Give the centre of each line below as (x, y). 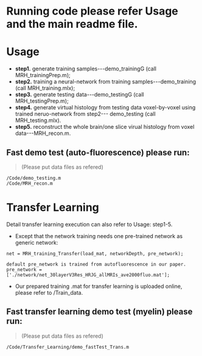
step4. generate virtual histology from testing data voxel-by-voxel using (105, 108)
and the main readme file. (72, 24)
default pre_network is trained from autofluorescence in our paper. (96, 264)
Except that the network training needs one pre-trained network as (99, 236)
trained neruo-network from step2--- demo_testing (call (85, 114)
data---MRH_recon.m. (43, 133)
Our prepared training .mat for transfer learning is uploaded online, (99, 286)
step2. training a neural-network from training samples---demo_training (106, 82)
